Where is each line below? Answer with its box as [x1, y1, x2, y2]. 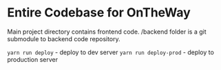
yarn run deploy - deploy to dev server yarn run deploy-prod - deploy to [7, 48, 215, 56]
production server [7, 55, 59, 63]
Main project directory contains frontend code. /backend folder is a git [7, 27, 207, 36]
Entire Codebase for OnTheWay [7, 5, 191, 21]
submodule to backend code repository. [7, 34, 120, 43]
